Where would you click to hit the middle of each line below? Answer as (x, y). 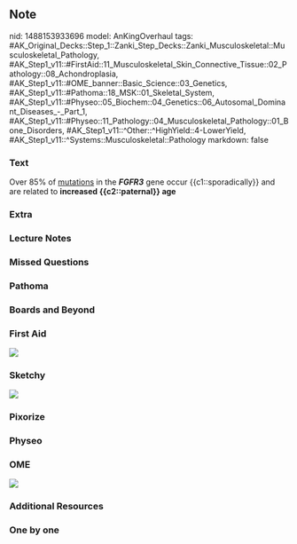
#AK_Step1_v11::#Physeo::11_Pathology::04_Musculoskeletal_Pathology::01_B (149, 121)
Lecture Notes (40, 238)
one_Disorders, (37, 130)
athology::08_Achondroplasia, (64, 74)
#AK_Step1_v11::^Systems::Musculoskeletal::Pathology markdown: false (139, 139)
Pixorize (27, 417)
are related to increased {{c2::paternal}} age (93, 192)
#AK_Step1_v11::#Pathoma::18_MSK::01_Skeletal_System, (112, 92)
